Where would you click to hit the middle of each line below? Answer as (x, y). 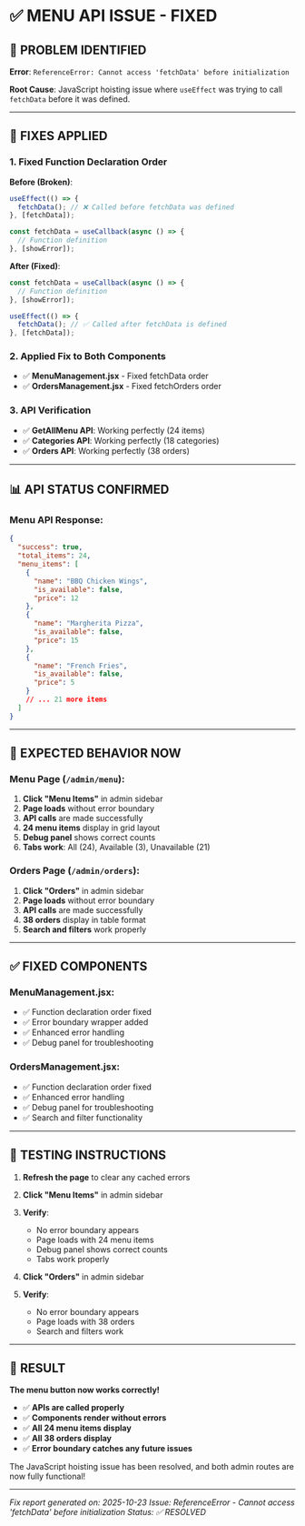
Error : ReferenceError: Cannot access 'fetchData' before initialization (149, 72)
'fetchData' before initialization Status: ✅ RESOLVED (108, 1512)
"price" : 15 (56, 640)
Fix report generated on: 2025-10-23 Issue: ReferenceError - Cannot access (152, 1502)
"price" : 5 (54, 683)
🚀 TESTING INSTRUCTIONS (88, 1155)
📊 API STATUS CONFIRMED (89, 490)
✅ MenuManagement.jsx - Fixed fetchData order (115, 376)
